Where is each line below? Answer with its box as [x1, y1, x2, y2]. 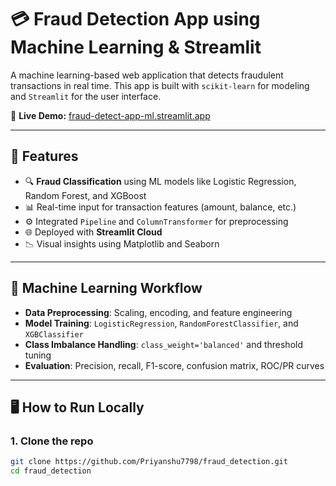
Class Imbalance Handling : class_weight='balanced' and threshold [24, 338, 303, 350]
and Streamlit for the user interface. [10, 90, 162, 102]
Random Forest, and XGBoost [24, 189, 147, 201]
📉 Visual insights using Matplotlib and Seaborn [24, 237, 220, 250]
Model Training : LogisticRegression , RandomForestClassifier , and [24, 317, 299, 329]
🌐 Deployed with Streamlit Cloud [24, 226, 163, 238]
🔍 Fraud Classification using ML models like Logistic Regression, [24, 175, 297, 187]
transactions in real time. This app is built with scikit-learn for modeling [10, 79, 310, 91]
